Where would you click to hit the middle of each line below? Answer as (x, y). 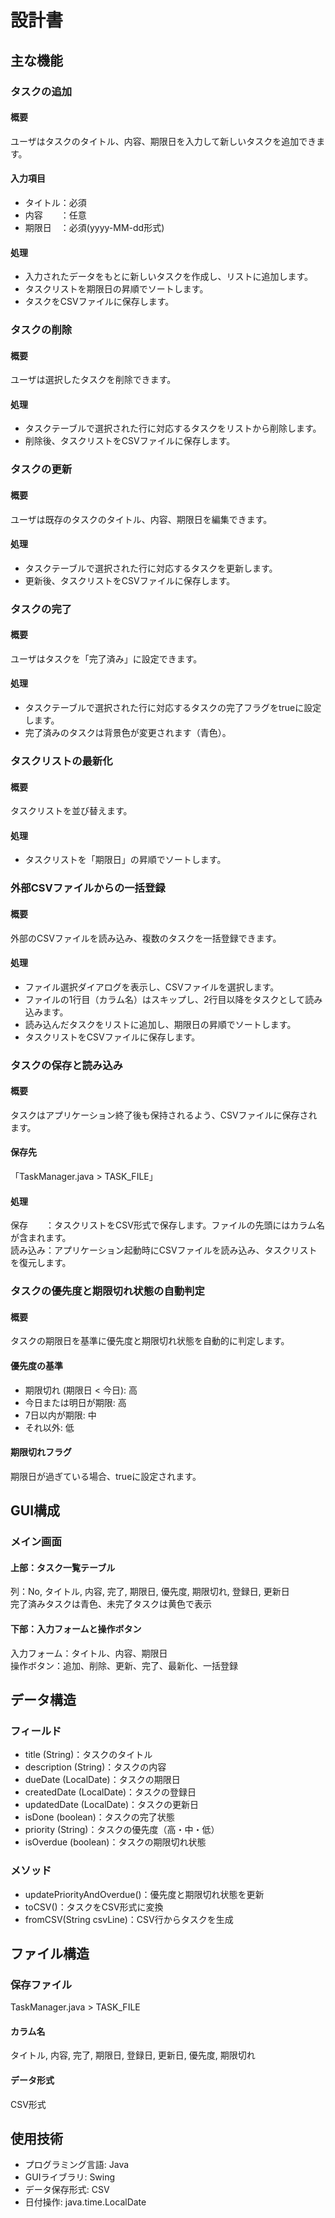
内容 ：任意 (55, 215)
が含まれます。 (41, 1238)
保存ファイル (41, 1984)
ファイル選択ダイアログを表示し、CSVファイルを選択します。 (152, 987)
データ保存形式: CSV (67, 2190)
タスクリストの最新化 (61, 761)
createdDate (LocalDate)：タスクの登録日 (110, 1792)
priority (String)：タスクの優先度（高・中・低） (122, 1830)
